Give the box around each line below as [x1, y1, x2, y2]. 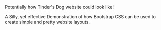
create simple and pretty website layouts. [5, 19, 90, 25]
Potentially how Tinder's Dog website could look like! [5, 4, 114, 10]
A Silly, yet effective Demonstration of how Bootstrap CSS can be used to [5, 14, 156, 19]
